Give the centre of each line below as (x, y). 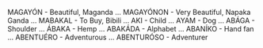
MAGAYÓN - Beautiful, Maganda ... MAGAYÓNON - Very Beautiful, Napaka (129, 12)
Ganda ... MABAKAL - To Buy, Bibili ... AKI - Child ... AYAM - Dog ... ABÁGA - (131, 20)
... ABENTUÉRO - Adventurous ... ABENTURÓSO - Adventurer (108, 37)
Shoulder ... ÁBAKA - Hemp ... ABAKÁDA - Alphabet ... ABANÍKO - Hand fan (131, 29)
